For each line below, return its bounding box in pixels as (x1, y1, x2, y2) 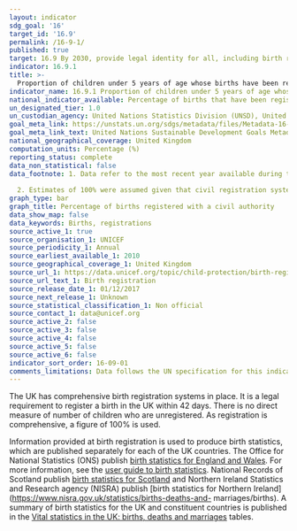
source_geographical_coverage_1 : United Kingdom (9, 260, 192, 269)
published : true (9, 46, 69, 55)
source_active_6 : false (9, 350, 97, 359)
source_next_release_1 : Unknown (9, 293, 128, 302)
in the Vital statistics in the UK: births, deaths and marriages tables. (9, 512, 255, 522)
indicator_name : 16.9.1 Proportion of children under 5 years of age (9, 87, 271, 96)
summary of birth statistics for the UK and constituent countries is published (9, 502, 287, 513)
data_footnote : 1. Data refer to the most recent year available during (9, 169, 283, 178)
